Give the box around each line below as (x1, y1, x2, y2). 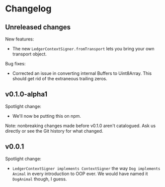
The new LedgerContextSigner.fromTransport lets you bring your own (12, 46, 155, 51)
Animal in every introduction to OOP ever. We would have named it (12, 171, 148, 177)
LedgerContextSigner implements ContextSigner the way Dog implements (12, 165, 161, 171)
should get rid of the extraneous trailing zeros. (12, 76, 108, 81)
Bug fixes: (5, 61, 26, 66)
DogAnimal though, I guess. (12, 176, 67, 182)
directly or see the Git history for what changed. (5, 128, 103, 134)
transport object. (12, 51, 47, 57)
